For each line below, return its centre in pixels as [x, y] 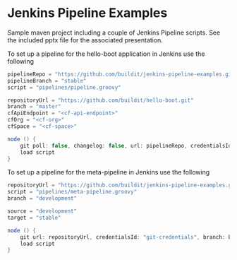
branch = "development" [42, 199]
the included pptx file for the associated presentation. [85, 40]
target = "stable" [34, 218]
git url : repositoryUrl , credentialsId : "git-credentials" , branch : [123, 237]
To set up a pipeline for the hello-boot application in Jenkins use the [106, 54]
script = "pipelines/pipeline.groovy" [64, 87]
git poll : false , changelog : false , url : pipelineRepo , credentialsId [126, 146]
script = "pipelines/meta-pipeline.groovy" [72, 192]
